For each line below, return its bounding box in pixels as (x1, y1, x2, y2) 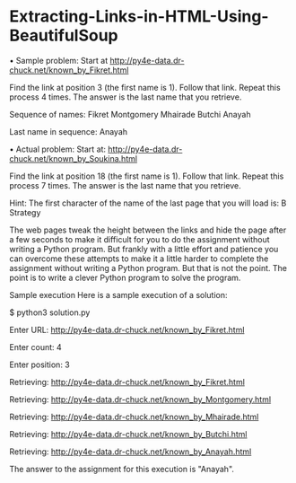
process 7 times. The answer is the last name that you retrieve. (9, 180, 242, 190)
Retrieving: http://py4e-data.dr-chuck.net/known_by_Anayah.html (9, 446, 252, 457)
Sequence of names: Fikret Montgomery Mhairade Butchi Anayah (9, 109, 251, 119)
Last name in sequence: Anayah (9, 126, 128, 136)
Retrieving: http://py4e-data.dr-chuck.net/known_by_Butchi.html (9, 428, 248, 439)
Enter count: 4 (9, 341, 63, 352)
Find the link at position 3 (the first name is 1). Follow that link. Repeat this (9, 82, 281, 92)
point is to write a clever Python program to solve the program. (9, 272, 241, 283)
